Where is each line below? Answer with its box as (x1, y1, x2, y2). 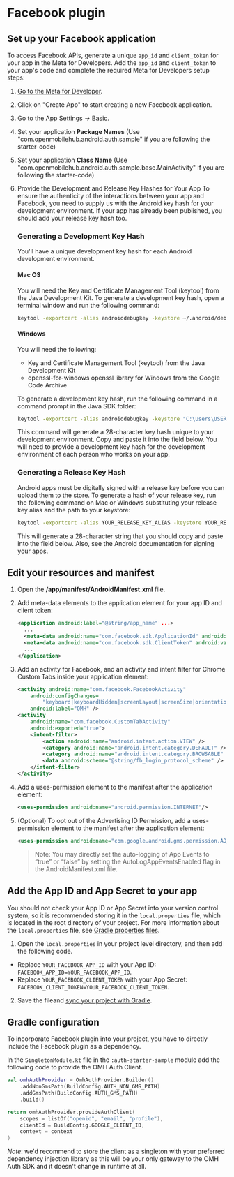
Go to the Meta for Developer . (17, 87, 103, 95)
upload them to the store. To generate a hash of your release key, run (17, 491, 217, 499)
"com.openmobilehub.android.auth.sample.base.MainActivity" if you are (17, 163, 225, 172)
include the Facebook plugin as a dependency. (7, 1042, 141, 1051)
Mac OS (17, 270, 41, 279)
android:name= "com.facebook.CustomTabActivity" (30, 718, 171, 725)
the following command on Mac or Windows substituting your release (17, 498, 217, 507)
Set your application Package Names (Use (17, 128, 141, 135)
